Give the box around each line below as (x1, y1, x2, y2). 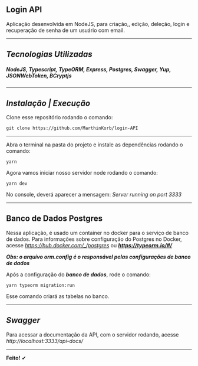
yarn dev (6, 180, 28, 187)
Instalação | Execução (6, 98, 90, 108)
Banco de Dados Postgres (6, 214, 103, 224)
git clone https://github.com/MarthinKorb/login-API (6, 125, 138, 131)
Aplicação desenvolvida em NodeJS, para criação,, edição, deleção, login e (6, 20, 190, 27)
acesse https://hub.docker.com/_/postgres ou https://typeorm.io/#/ (6, 241, 173, 249)
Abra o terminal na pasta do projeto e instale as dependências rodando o (6, 141, 183, 148)
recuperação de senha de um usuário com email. (6, 27, 126, 34)
